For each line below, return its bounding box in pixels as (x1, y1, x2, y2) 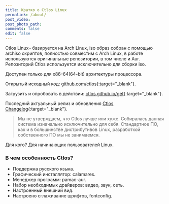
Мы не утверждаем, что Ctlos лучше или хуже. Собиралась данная (17, 116, 164, 122)
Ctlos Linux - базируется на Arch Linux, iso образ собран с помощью (5, 45, 153, 51)
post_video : (5, 17, 30, 22)
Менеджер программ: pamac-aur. (12, 177, 86, 183)
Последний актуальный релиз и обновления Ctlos (5, 100, 114, 107)
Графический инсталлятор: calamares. (12, 171, 95, 178)
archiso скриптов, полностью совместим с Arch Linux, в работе (5, 50, 143, 56)
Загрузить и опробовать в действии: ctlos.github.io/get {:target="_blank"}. (5, 91, 163, 96)
